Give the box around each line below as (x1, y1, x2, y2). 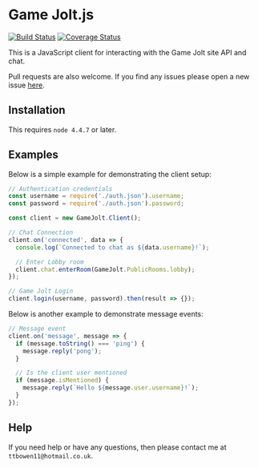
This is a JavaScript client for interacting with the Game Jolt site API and (8, 47, 247, 57)
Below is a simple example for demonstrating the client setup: (8, 169, 212, 179)
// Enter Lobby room (15, 258, 84, 266)
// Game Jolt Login (8, 287, 74, 296)
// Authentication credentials (8, 184, 113, 193)
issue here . (8, 80, 46, 90)
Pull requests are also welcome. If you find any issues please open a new (8, 71, 250, 81)
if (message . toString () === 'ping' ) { (15, 339, 146, 348)
